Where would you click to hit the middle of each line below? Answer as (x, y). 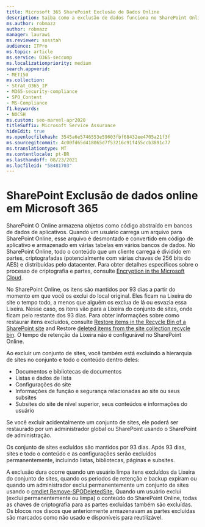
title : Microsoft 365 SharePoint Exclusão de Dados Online (83, 12)
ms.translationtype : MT (37, 148)
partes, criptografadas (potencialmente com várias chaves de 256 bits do (99, 258)
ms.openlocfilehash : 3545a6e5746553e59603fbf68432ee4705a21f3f (88, 137)
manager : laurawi (28, 35)
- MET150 (17, 75)
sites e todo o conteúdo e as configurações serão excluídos (81, 454)
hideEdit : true (26, 131)
